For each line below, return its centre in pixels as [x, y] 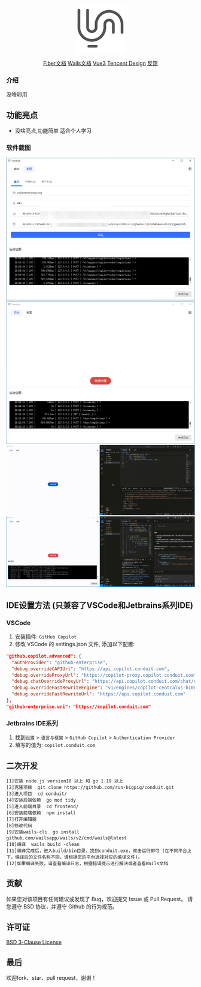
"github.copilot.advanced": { [44, 656]
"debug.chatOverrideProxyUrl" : [51, 682]
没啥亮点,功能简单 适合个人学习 [53, 131]
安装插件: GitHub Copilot [46, 636]
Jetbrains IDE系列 [32, 723]
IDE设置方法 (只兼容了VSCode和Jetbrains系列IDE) [100, 605]
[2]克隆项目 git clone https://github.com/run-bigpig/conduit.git [90, 787]
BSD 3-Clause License [34, 942]
